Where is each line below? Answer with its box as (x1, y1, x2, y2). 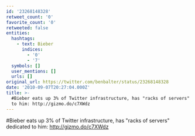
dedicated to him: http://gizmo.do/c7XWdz (6, 123, 109, 130)
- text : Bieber (16, 41, 54, 47)
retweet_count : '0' (6, 14, 54, 20)
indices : (21, 47, 43, 53)
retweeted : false (6, 25, 49, 31)
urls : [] (11, 74, 33, 79)
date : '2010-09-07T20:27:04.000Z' (6, 85, 91, 90)
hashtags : (11, 36, 35, 41)
